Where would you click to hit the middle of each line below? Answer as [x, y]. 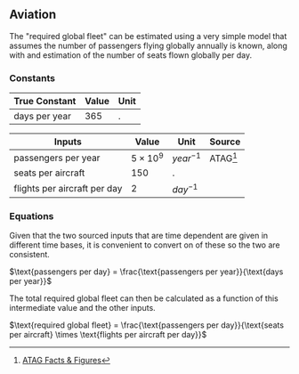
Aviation [33, 15]
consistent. [30, 255]
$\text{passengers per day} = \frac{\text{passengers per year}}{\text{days [146, 272]
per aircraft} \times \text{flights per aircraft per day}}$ [108, 335]
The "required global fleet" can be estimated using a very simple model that [148, 36]
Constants [32, 77]
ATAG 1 [223, 158]
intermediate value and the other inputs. [82, 308]
